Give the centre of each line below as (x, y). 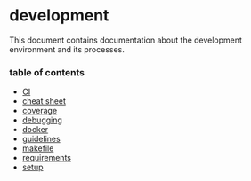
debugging (42, 120)
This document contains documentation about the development (126, 40)
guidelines (41, 139)
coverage (40, 111)
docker (35, 130)
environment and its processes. (67, 49)
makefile (38, 148)
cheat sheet (44, 101)
